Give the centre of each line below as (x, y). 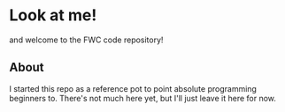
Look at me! (53, 15)
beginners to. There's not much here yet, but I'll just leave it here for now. (143, 98)
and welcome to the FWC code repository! (86, 40)
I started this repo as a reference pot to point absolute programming (133, 88)
